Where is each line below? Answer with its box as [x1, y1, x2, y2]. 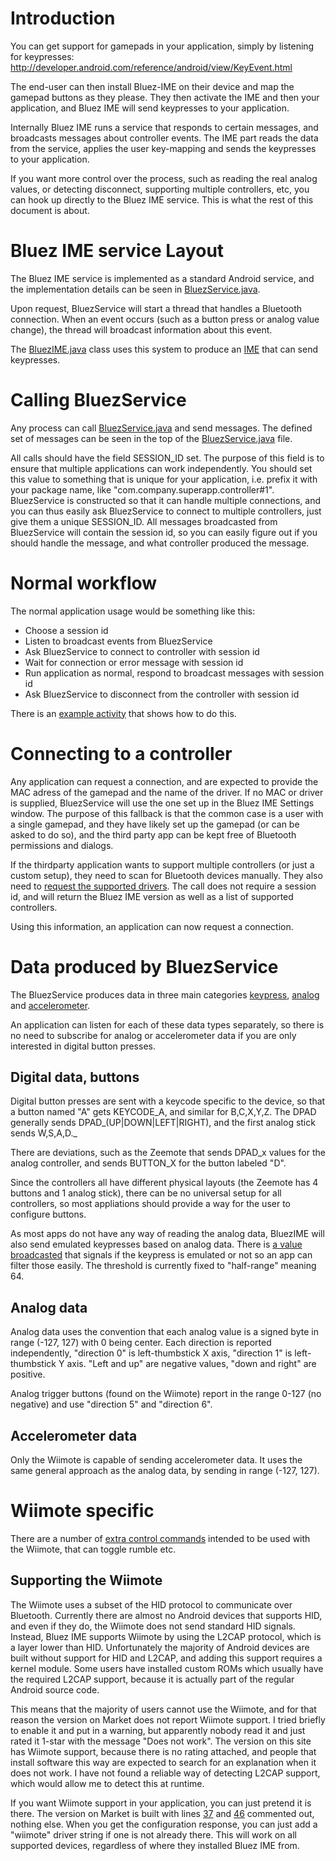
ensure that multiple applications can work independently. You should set [10, 462, 313, 474]
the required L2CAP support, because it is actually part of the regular [10, 1673, 295, 1685]
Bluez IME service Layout [10, 240, 225, 262]
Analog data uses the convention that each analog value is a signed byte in [10, 1326, 319, 1338]
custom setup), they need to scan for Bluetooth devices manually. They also [10, 869, 323, 881]
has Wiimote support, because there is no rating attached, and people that [10, 1745, 317, 1757]
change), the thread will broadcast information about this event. [10, 323, 273, 336]
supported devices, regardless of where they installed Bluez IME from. [10, 1839, 300, 1851]
